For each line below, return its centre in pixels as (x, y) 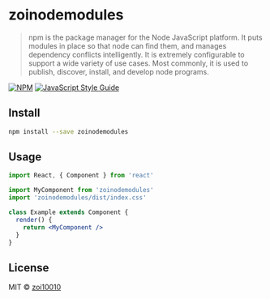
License (29, 268)
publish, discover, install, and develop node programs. (118, 71)
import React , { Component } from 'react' (81, 176)
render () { (34, 220)
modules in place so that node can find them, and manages (127, 45)
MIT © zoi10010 (35, 287)
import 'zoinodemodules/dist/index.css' (78, 198)
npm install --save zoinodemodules (69, 131)
